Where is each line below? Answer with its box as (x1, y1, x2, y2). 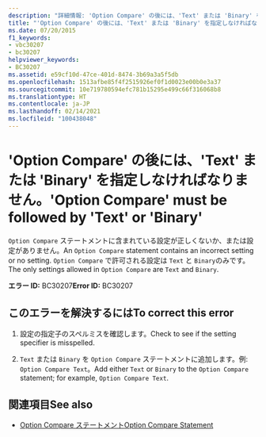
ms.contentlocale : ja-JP (8, 100, 90, 108)
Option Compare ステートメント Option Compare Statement (19, 420, 214, 430)
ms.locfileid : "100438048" (8, 115, 97, 123)
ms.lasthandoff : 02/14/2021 (8, 108, 101, 116)
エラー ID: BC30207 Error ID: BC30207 (8, 281, 133, 290)
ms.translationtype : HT (8, 93, 87, 101)
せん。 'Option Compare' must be (8, 191, 228, 209)
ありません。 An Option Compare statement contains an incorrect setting (21, 245, 254, 255)
